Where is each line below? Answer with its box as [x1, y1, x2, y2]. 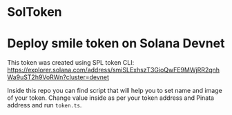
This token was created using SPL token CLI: [7, 59, 135, 67]
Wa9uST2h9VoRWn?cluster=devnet [7, 73, 109, 81]
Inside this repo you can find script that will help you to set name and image [7, 87, 222, 95]
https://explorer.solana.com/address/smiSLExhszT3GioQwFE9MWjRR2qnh [7, 66, 220, 74]
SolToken [7, 4, 62, 20]
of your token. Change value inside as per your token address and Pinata [7, 94, 215, 102]
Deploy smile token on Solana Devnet [7, 36, 225, 52]
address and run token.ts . [7, 101, 82, 109]
